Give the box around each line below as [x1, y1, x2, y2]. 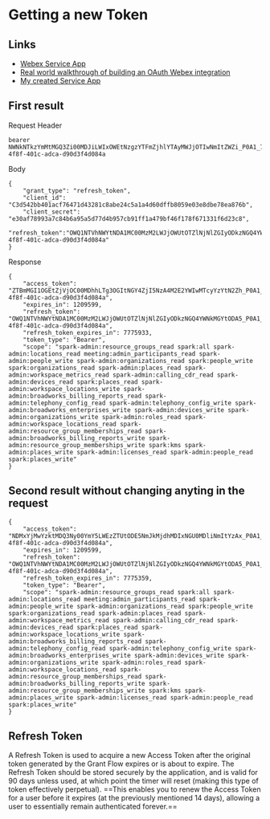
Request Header [8, 120, 63, 130]
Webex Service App [19, 59, 86, 68]
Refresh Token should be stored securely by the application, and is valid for [8, 768, 259, 777]
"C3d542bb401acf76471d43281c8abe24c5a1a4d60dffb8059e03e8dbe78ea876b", [8, 201, 253, 209]
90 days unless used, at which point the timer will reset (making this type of [8, 776, 259, 786]
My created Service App [19, 76, 101, 85]
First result [8, 99, 64, 113]
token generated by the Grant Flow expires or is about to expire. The [8, 759, 235, 768]
